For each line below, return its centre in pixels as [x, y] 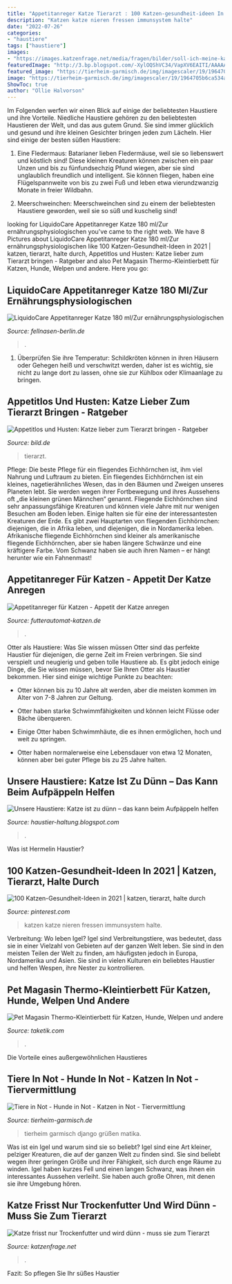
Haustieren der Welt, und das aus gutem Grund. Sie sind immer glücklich [110, 125]
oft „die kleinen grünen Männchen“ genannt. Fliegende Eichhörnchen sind [112, 498]
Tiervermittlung [42, 1090]
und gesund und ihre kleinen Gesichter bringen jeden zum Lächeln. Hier [109, 133]
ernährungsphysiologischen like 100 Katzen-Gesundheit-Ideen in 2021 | [109, 246]
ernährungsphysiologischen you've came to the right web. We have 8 [106, 232]
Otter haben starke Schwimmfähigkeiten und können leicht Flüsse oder [118, 711]
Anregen [27, 590]
